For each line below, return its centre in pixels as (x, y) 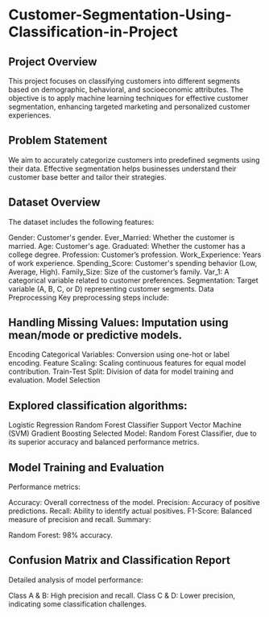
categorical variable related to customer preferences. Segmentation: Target (134, 280)
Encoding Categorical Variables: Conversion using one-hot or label (119, 354)
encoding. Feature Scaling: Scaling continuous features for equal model (127, 363)
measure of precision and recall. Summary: (80, 520)
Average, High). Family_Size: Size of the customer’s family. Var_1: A (119, 271)
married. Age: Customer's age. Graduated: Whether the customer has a (127, 246)
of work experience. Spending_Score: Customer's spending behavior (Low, (133, 263)
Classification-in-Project (93, 32)
